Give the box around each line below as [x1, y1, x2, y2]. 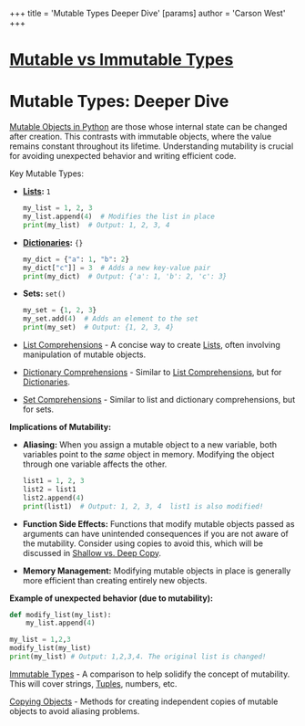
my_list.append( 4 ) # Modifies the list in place [22, 212, 216, 221]
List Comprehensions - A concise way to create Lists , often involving [22, 340, 280, 350]
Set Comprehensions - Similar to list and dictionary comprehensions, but [22, 395, 296, 405]
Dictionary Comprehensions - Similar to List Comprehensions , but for [22, 367, 282, 377]
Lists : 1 [22, 186, 52, 197]
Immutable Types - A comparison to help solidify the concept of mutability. [9, 668, 290, 679]
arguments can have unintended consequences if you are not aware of [22, 528, 289, 539]
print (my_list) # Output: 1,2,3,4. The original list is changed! [9, 652, 267, 661]
